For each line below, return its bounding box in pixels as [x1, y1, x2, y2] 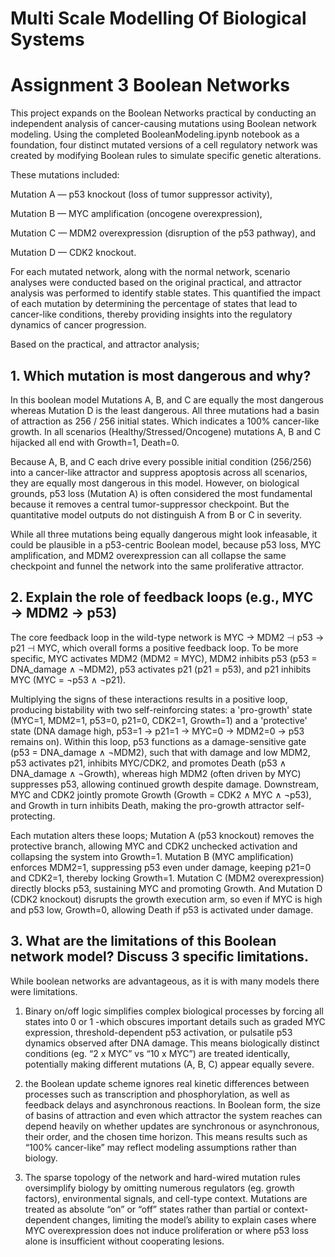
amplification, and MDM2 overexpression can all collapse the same [10, 549, 287, 561]
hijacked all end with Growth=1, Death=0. [10, 436, 180, 448]
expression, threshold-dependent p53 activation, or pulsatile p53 [24, 1026, 293, 1038]
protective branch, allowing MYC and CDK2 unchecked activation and [10, 840, 298, 852]
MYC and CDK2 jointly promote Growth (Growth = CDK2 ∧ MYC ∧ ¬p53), [10, 788, 312, 801]
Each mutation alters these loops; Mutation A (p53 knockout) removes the [10, 829, 315, 841]
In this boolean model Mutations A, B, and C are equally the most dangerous [10, 393, 324, 406]
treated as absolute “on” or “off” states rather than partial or [24, 1203, 272, 1215]
